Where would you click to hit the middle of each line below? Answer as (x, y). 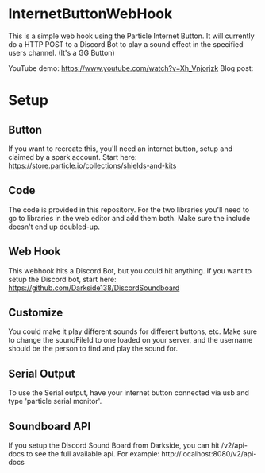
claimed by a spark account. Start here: (73, 157)
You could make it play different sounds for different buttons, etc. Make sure (133, 331)
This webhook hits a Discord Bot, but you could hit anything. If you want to (130, 270)
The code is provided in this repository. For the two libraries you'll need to (129, 209)
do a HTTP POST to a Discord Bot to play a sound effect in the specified (126, 44)
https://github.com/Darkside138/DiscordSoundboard (94, 288)
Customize (36, 312)
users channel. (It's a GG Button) (61, 52)
